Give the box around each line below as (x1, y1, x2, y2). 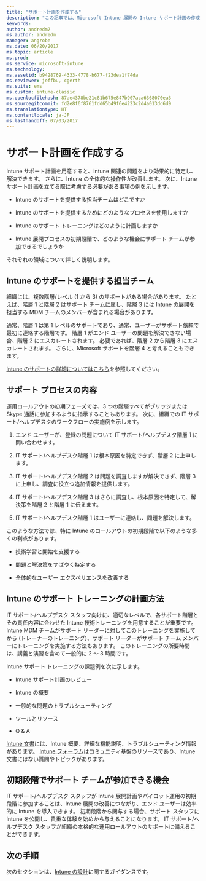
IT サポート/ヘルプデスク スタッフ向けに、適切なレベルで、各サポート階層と (6, 611, 199, 618)
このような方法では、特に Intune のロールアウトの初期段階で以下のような (6, 527, 192, 534)
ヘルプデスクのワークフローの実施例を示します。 (19, 417, 142, 425)
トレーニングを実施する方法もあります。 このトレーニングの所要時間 (17, 642, 190, 649)
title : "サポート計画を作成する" (6, 9, 82, 15)
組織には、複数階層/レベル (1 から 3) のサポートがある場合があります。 (6, 293, 185, 300)
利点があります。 (17, 534, 60, 542)
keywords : (6, 20, 32, 26)
